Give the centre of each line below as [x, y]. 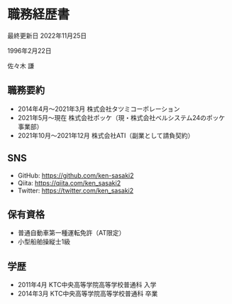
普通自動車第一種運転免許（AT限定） [71, 233]
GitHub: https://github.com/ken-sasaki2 [76, 175]
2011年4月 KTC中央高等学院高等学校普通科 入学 [87, 285]
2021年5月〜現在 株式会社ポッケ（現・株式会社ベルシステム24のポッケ [121, 117]
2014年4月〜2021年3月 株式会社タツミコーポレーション [99, 109]
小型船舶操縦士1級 [44, 241]
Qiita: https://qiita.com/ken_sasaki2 [69, 183]
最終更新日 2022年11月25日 [47, 36]
